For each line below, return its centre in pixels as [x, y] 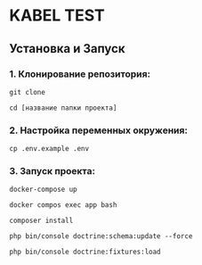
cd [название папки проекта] [63, 108]
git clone [28, 92]
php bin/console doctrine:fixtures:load [85, 252]
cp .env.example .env [49, 149]
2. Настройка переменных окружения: [99, 130]
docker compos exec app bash [63, 205]
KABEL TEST [57, 16]
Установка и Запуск [67, 49]
